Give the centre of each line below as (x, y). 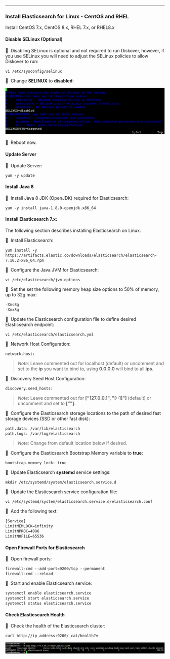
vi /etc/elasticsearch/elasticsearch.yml (50, 335)
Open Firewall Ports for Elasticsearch (45, 548)
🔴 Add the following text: (32, 511)
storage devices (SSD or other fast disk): (48, 419)
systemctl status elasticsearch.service (49, 604)
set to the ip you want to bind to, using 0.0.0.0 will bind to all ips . (86, 369)
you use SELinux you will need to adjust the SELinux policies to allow (77, 56)
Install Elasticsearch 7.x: (31, 219)
